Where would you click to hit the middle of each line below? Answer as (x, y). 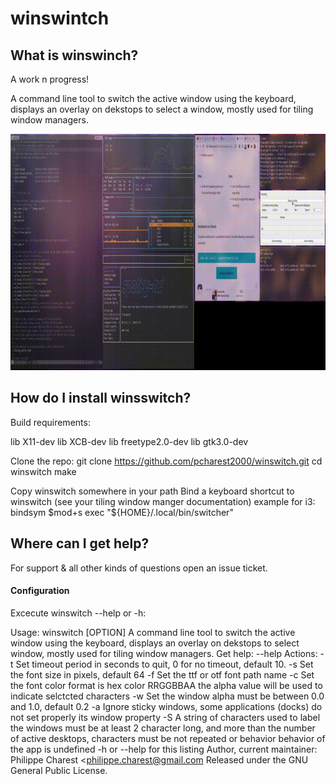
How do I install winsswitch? (101, 398)
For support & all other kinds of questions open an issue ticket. (139, 568)
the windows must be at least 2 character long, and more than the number (163, 728)
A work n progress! (50, 79)
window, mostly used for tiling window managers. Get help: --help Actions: (164, 653)
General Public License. (59, 770)
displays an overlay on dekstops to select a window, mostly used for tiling (162, 109)
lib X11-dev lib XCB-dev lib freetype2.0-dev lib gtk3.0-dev (129, 441)
